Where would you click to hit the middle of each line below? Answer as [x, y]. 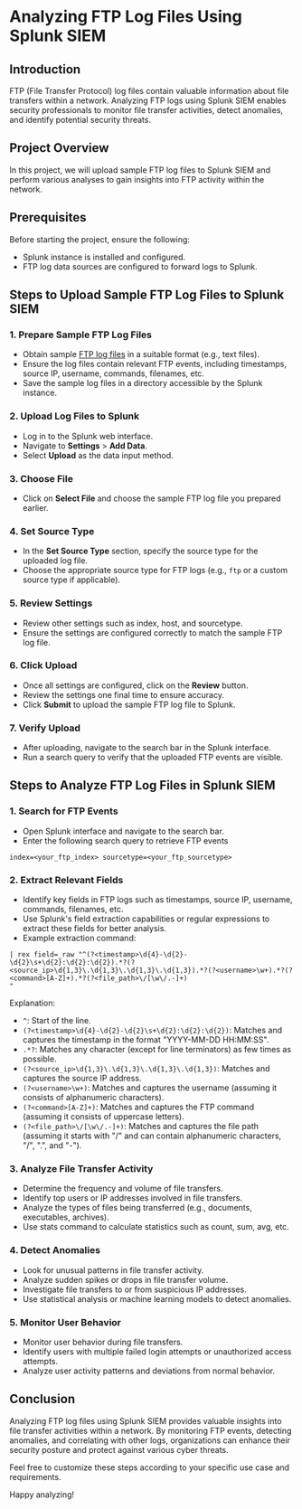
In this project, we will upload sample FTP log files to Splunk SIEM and [140, 170]
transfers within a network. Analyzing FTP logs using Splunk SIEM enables [148, 100]
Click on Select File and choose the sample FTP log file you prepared [152, 498]
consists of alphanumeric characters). [93, 1098]
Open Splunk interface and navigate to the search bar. [123, 831]
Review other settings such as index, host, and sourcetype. [132, 623]
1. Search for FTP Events [64, 811]
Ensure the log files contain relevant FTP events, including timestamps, [155, 364]
